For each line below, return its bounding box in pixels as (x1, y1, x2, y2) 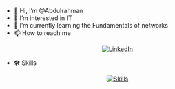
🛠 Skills (13, 59, 37, 67)
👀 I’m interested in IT (13, 14, 72, 22)
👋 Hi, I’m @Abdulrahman (13, 7, 83, 14)
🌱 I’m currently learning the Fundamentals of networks (13, 21, 169, 29)
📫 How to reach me (13, 29, 71, 37)
